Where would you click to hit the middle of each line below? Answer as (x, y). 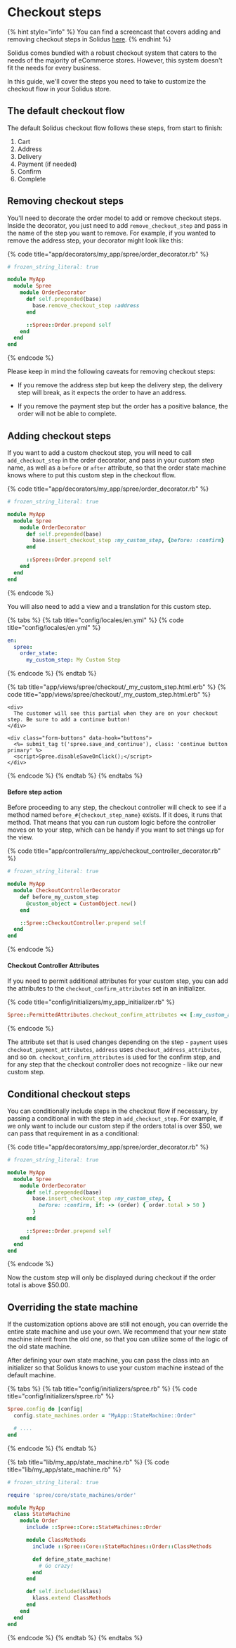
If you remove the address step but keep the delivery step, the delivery (120, 385)
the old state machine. (39, 1346)
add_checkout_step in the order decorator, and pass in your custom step (111, 460)
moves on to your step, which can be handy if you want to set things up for (116, 830)
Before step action (35, 792)
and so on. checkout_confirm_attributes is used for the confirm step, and (114, 1057)
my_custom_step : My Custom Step (73, 660)
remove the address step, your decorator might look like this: (96, 240)
